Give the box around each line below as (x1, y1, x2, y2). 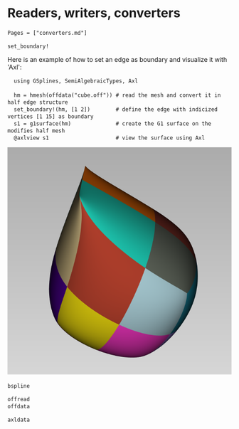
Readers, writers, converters (7, 5, 181, 21)
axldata (7, 416, 31, 424)
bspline (7, 383, 31, 390)
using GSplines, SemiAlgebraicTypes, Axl (14, 77, 139, 85)
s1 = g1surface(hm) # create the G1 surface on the (14, 120, 212, 127)
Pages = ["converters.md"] (7, 29, 87, 36)
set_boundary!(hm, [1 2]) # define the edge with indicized (14, 105, 218, 113)
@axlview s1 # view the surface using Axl (14, 134, 205, 142)
